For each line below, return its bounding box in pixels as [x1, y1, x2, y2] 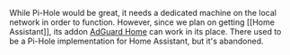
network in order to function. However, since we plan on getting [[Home [9, 17, 276, 27]
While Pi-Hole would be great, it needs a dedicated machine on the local [9, 8, 277, 18]
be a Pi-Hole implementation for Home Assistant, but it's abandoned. [9, 35, 264, 46]
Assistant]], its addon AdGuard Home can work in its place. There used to [9, 27, 282, 36]
